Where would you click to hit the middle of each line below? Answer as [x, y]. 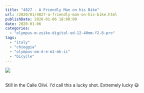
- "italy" [20, 42]
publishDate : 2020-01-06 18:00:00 [41, 19]
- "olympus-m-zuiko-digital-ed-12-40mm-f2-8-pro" [62, 33]
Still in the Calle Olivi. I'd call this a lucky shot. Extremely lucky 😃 [72, 85]
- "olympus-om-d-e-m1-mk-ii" [40, 51]
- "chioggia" [23, 47]
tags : [11, 38]
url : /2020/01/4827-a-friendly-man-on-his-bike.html [61, 14]
